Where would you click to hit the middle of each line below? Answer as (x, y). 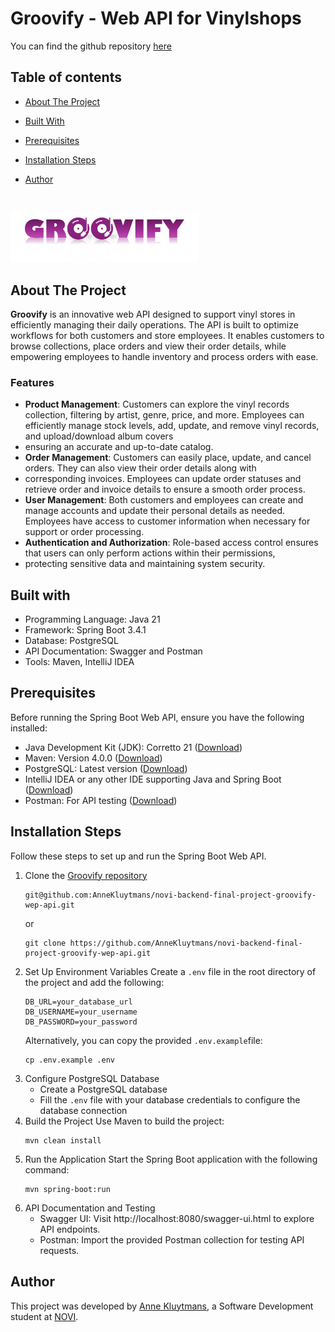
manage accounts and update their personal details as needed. (155, 511)
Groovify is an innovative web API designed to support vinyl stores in (153, 314)
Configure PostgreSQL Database (92, 1078)
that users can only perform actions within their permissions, (150, 553)
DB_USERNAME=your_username (81, 1012)
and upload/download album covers (99, 436)
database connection (83, 1110)
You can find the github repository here (91, 46)
